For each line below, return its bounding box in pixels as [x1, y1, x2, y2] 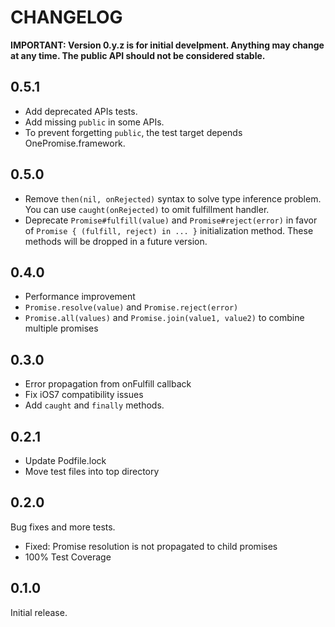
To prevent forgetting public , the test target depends [24, 126, 243, 138]
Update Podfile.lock [24, 455, 107, 466]
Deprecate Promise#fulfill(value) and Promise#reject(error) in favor [24, 214, 318, 226]
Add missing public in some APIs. [24, 116, 165, 128]
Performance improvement [24, 291, 136, 303]
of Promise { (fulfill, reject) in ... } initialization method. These [24, 224, 314, 236]
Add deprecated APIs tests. [24, 105, 138, 117]
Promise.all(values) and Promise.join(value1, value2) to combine [24, 312, 305, 324]
